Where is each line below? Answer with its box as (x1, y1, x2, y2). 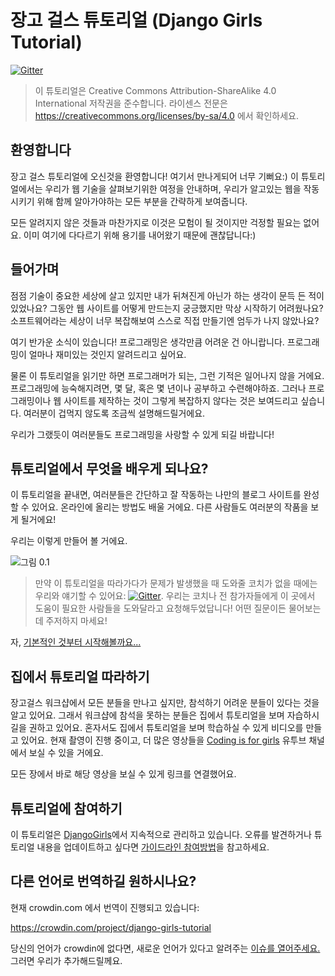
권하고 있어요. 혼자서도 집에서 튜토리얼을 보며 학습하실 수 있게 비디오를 (28, 722, 304, 734)
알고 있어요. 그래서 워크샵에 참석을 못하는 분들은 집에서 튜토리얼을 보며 (10, 709, 285, 721)
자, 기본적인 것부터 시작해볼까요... (10, 636, 142, 648)
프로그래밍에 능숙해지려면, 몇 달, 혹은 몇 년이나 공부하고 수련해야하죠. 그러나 (10, 382, 307, 394)
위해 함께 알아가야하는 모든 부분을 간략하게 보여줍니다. (36, 195, 248, 207)
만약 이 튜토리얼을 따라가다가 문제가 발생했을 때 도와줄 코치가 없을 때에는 (34, 577, 318, 590)
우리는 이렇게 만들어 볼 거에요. (10, 535, 128, 547)
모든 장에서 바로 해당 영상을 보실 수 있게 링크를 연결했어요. (10, 768, 237, 780)
